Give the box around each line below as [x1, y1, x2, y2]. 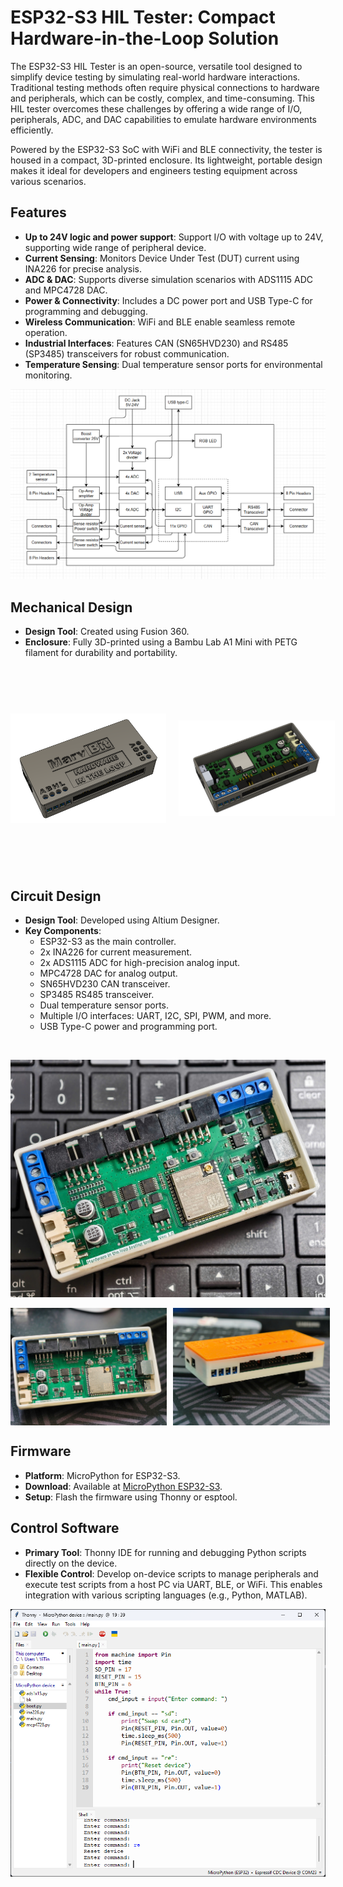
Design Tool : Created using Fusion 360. [24, 626, 190, 638]
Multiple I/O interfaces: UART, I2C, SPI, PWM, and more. [39, 1010, 272, 1022]
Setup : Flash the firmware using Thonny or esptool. [24, 1491, 238, 1503]
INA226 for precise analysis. [24, 262, 143, 275]
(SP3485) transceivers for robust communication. [24, 347, 230, 360]
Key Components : [24, 925, 102, 937]
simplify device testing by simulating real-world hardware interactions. [10, 71, 301, 83]
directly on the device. [24, 1557, 118, 1569]
